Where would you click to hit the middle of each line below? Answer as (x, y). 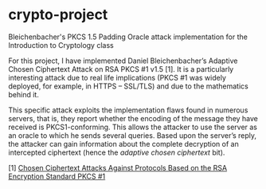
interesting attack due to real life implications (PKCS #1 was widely (117, 77)
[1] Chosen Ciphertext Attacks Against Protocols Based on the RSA (118, 167)
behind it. (24, 94)
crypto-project (58, 15)
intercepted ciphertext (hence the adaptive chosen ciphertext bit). (117, 152)
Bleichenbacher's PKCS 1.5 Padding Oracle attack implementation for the (128, 37)
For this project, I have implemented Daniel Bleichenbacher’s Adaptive (123, 61)
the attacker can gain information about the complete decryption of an (123, 144)
